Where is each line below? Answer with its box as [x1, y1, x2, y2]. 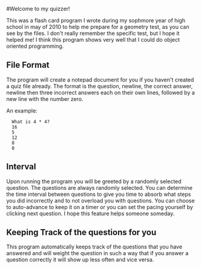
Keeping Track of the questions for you [6, 227, 157, 238]
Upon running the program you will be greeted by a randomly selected [6, 178, 182, 185]
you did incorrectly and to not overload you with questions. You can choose [6, 196, 195, 204]
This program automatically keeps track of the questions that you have [6, 243, 183, 250]
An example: [6, 107, 38, 114]
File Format [6, 60, 50, 70]
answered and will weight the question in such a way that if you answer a [6, 250, 189, 257]
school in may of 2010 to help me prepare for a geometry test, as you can [6, 24, 189, 30]
